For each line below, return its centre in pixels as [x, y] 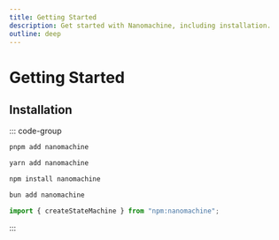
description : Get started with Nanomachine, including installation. [140, 26]
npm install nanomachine [55, 179]
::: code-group [35, 131]
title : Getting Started [53, 17]
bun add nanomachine [47, 195]
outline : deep [35, 34]
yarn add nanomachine [49, 163]
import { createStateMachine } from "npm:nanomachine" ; [114, 211]
